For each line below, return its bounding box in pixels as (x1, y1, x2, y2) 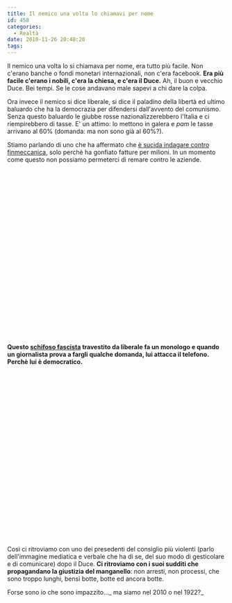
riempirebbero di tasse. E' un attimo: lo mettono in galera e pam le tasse (7, 120, 213, 128)
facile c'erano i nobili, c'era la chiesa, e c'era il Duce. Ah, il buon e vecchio (7, 77, 223, 84)
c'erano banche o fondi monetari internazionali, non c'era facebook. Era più (7, 69, 224, 77)
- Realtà (13, 29, 39, 37)
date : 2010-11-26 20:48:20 (7, 36, 85, 43)
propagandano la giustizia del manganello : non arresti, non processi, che (7, 567, 220, 575)
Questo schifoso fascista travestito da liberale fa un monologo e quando (7, 343, 220, 351)
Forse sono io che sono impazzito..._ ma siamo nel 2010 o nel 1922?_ (7, 588, 204, 596)
